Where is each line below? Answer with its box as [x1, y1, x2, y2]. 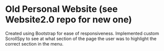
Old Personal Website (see [5, 3, 118, 15]
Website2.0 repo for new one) [5, 14, 132, 25]
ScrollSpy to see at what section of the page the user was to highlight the [5, 36, 157, 42]
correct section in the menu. [5, 41, 64, 47]
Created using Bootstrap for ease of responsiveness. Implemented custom [5, 30, 159, 36]
